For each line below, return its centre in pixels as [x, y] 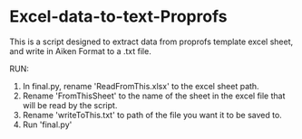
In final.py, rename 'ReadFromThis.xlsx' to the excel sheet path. [141, 86]
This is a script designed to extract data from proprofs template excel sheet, [151, 42]
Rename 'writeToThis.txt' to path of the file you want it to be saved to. [152, 115]
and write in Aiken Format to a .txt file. [80, 51]
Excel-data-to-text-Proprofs [118, 17]
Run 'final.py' [47, 125]
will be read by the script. [70, 105]
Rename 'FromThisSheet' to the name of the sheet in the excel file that [154, 96]
